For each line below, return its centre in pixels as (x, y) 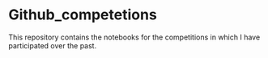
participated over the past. (53, 45)
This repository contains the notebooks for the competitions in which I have (134, 37)
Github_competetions (83, 15)
